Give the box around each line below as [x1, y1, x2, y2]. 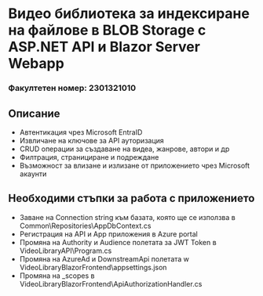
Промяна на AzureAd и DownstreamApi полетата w [19, 254, 190, 263]
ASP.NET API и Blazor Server [8, 38, 200, 56]
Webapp [8, 55, 64, 73]
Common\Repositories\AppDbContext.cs [19, 221, 152, 230]
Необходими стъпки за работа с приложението [8, 192, 255, 205]
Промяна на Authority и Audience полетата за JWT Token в [19, 237, 217, 247]
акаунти [19, 169, 47, 179]
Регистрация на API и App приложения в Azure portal [19, 229, 198, 239]
